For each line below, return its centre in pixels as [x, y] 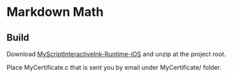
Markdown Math [55, 12]
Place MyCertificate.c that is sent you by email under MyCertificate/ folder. [114, 67]
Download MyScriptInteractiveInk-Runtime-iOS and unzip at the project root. [116, 54]
